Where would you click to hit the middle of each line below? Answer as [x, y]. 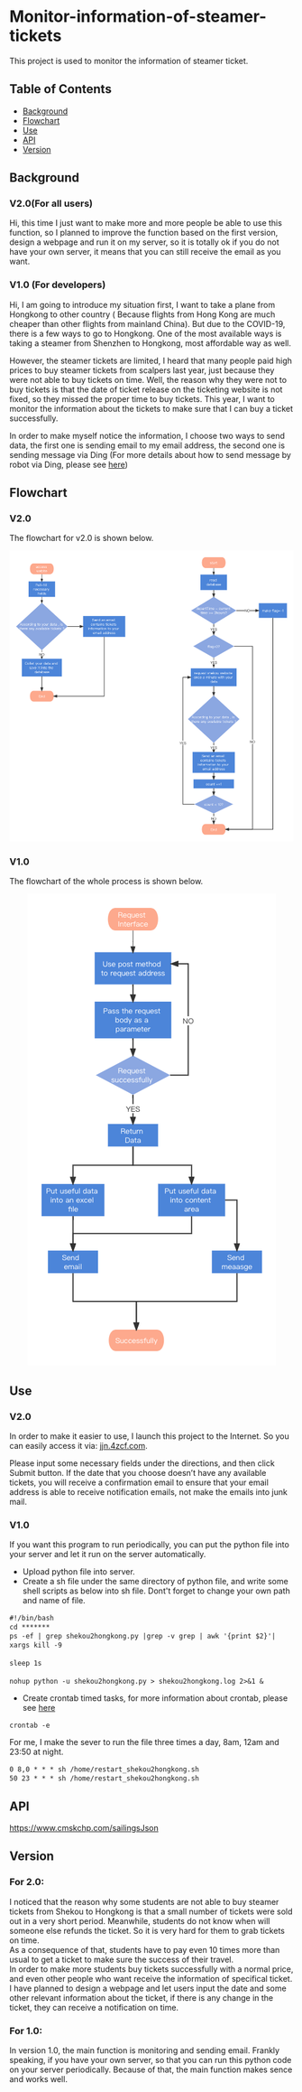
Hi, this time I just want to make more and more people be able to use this [146, 223]
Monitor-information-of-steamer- [138, 17]
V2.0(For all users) [51, 203]
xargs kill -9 [36, 1646]
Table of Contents [61, 89]
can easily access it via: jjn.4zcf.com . [78, 1445]
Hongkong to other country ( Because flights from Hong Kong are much [142, 314]
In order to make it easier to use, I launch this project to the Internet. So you [150, 1436]
